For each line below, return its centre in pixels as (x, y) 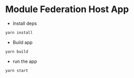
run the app (25, 61)
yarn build (17, 52)
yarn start (17, 70)
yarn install (19, 32)
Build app (23, 42)
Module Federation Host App (67, 9)
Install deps (25, 23)
